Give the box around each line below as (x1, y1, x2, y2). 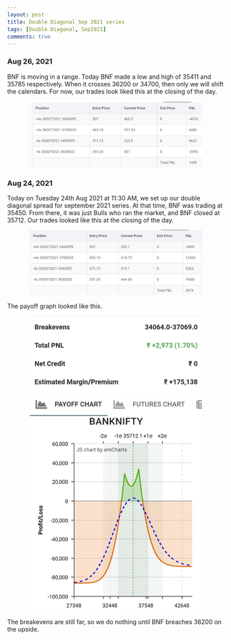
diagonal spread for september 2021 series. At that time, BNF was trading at (7, 201, 223, 210)
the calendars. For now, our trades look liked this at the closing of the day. (7, 87, 217, 95)
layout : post (7, 11, 45, 18)
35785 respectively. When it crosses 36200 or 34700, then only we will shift (7, 79, 224, 88)
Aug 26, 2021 (7, 57, 53, 66)
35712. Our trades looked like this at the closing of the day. (7, 216, 174, 225)
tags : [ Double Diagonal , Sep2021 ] (7, 26, 107, 32)
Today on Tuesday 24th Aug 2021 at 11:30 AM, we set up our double (7, 194, 201, 203)
